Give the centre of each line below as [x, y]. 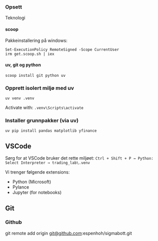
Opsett [14, 7]
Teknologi [15, 18]
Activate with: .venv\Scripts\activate [44, 108]
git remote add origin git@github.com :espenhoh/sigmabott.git [69, 233]
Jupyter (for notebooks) [37, 193]
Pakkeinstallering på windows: [36, 40]
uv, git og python [23, 65]
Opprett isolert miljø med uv [40, 88]
